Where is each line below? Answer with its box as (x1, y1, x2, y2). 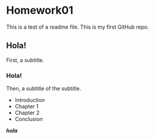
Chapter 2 (14, 109, 40, 116)
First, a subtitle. (6, 56, 45, 63)
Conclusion (14, 116, 43, 123)
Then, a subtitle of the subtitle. (6, 85, 82, 92)
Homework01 (6, 4, 73, 17)
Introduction (14, 97, 45, 104)
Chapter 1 (14, 103, 39, 110)
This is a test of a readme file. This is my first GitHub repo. (6, 23, 149, 30)
